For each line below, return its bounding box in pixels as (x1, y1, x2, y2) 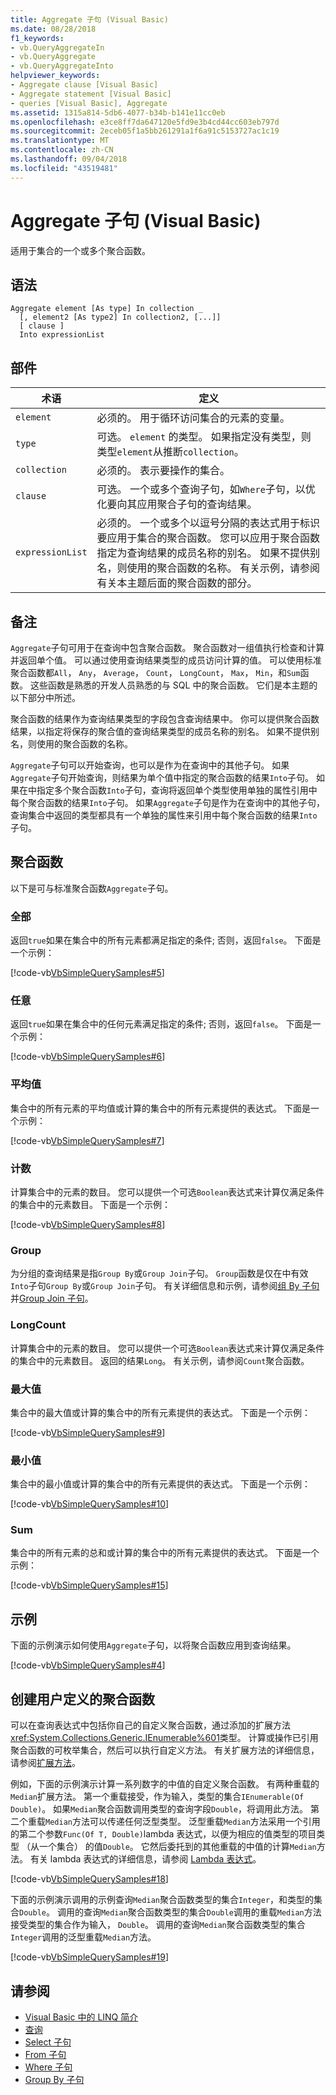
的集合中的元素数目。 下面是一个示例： (10, 1199, 171, 1210)
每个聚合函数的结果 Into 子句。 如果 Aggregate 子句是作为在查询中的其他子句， (10, 797, 326, 808)
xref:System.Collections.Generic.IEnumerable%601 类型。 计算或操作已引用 (10, 1732, 319, 1744)
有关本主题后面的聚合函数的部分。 (96, 576, 258, 590)
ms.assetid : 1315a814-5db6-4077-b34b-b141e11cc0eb (10, 107, 226, 118)
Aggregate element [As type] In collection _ (10, 304, 203, 314)
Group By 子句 (24, 2073, 85, 2085)
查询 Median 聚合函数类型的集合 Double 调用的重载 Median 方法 (83, 1906, 322, 1918)
